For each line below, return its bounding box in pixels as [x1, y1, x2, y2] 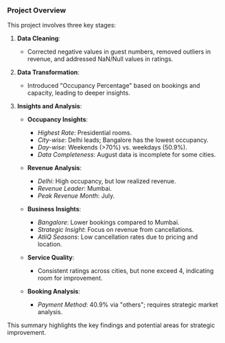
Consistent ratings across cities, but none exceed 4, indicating [37, 267, 214, 275]
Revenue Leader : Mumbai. [37, 185, 112, 193]
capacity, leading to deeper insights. [27, 88, 130, 97]
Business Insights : [27, 205, 82, 213]
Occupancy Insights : [27, 115, 88, 123]
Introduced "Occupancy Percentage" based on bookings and [27, 82, 200, 90]
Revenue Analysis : [27, 164, 82, 172]
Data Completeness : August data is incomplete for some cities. [37, 150, 216, 159]
